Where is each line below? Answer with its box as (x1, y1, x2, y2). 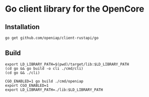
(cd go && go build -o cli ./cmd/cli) (5, 66, 83, 71)
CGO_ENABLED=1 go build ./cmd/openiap (5, 79, 83, 83)
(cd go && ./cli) (5, 70, 40, 75)
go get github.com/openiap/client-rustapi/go (5, 35, 99, 40)
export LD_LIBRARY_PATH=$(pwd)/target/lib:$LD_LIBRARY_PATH (5, 62, 130, 66)
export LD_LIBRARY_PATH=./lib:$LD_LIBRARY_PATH (5, 87, 103, 92)
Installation (5, 23, 40, 31)
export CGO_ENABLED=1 (5, 83, 49, 88)
